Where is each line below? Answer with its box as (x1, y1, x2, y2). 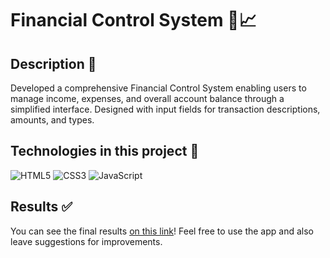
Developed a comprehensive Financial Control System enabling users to (10, 82, 307, 94)
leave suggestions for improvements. (10, 235, 163, 247)
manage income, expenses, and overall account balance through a (10, 93, 285, 104)
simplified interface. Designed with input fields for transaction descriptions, (10, 103, 321, 115)
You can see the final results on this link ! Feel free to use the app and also (10, 225, 314, 237)
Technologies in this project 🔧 (10, 143, 200, 160)
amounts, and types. (10, 114, 95, 126)
